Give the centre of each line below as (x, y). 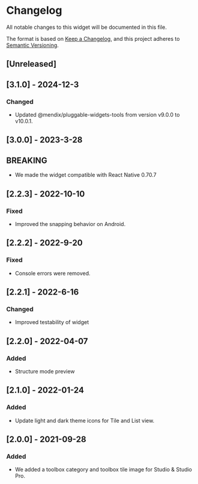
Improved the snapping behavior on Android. (70, 224)
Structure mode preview (45, 371)
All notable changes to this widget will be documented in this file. (86, 27)
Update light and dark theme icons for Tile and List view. (85, 420)
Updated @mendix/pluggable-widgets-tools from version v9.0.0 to (97, 115)
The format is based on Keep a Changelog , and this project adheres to (93, 38)
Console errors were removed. (53, 273)
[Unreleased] (31, 64)
